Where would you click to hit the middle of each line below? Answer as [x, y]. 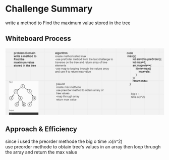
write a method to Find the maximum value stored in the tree [68, 23]
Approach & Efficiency [41, 129]
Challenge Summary [49, 9]
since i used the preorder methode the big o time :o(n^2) [64, 141]
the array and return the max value [41, 152]
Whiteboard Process [38, 39]
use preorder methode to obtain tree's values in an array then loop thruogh [83, 146]
